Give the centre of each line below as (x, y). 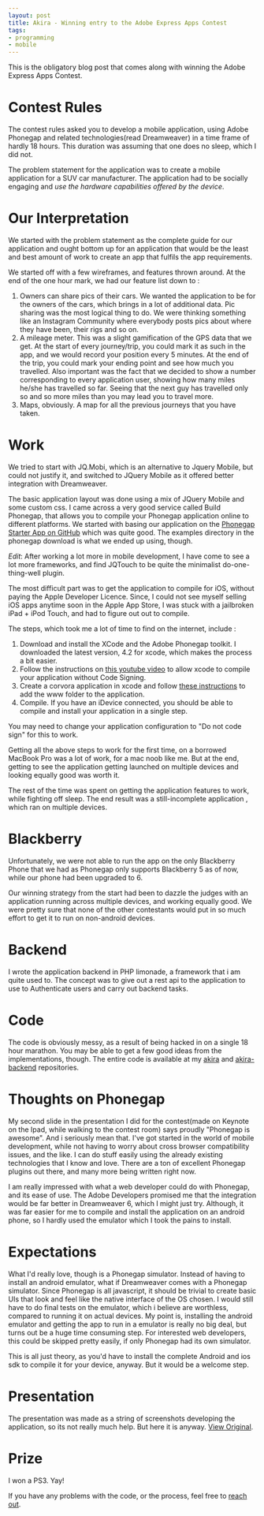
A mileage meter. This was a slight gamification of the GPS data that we (136, 338)
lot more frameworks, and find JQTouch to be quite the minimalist (115, 564)
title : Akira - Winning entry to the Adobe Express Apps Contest (117, 23)
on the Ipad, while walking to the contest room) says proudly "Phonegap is (129, 1130)
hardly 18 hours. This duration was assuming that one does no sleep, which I (132, 146)
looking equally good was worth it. (64, 775)
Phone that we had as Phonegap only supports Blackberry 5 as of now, (123, 869)
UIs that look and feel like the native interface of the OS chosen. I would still (131, 1299)
